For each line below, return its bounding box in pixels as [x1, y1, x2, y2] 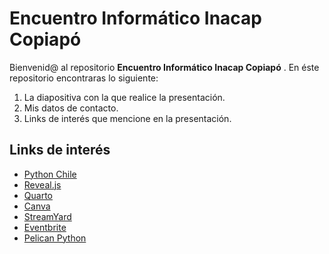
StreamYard [23, 210, 72, 222]
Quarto [23, 189, 53, 201]
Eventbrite [23, 221, 67, 233]
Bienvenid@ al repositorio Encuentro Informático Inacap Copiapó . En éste [9, 61, 320, 73]
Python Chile [23, 168, 77, 180]
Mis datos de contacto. [23, 102, 119, 114]
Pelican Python [23, 232, 87, 244]
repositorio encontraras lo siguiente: [9, 72, 159, 84]
